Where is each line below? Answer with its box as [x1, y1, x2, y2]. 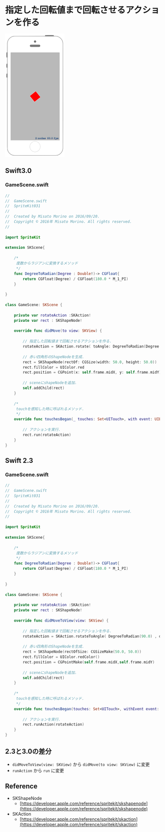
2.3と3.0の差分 [5, 747, 52, 756]
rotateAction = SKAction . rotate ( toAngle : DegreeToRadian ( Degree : [23, 344, 162, 349]
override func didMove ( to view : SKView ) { [14, 328, 102, 333]
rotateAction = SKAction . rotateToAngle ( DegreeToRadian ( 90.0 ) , [23, 634, 157, 639]
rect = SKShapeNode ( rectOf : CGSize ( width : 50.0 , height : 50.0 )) [23, 359, 157, 365]
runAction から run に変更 [12, 767, 64, 773]
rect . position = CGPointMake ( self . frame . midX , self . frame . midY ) [23, 659, 155, 664]
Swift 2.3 [5, 456, 33, 465]
